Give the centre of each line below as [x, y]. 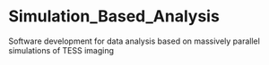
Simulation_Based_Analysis [114, 16]
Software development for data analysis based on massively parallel [134, 41]
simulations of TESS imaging [61, 50]
